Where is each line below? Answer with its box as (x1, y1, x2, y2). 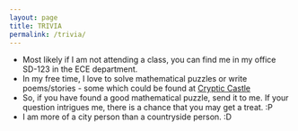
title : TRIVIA (9, 22, 63, 31)
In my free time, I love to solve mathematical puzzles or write (22, 74, 248, 84)
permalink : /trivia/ (9, 30, 87, 39)
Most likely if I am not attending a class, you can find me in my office (22, 55, 276, 65)
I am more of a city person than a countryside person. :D (22, 111, 232, 122)
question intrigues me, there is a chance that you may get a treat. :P (22, 102, 274, 113)
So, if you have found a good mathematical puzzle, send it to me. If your (22, 92, 289, 103)
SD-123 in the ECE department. (22, 64, 138, 74)
